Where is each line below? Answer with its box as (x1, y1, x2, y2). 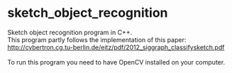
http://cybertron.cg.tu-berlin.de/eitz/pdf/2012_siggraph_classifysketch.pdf (7, 43, 225, 51)
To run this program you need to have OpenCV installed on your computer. (7, 58, 226, 66)
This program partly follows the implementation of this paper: (7, 35, 187, 44)
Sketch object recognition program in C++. (7, 28, 133, 36)
